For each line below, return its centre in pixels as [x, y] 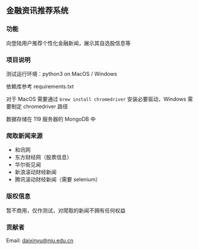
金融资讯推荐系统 [37, 11]
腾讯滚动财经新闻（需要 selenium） [58, 180]
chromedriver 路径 [45, 106]
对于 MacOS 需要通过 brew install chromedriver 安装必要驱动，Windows [96, 99]
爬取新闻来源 [25, 136]
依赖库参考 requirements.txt [40, 86]
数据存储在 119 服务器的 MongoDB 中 [51, 119]
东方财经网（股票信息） [43, 157]
